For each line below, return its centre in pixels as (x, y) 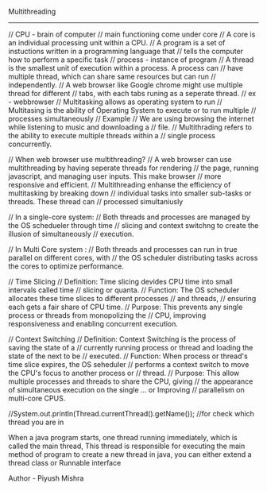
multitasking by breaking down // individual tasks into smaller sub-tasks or (130, 193)
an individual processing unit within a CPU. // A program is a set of (117, 43)
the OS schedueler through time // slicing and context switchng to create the (133, 225)
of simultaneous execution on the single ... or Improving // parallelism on (126, 390)
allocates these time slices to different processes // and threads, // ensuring (132, 298)
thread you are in (36, 422)
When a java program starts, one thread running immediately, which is (123, 437)
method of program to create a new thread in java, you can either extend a (130, 454)
